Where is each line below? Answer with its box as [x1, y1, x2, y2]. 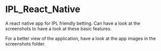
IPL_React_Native [5, 4, 80, 15]
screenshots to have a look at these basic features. [5, 25, 112, 31]
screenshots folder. [5, 40, 46, 46]
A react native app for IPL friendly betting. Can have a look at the [5, 20, 141, 26]
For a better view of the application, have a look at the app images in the [5, 35, 156, 41]
